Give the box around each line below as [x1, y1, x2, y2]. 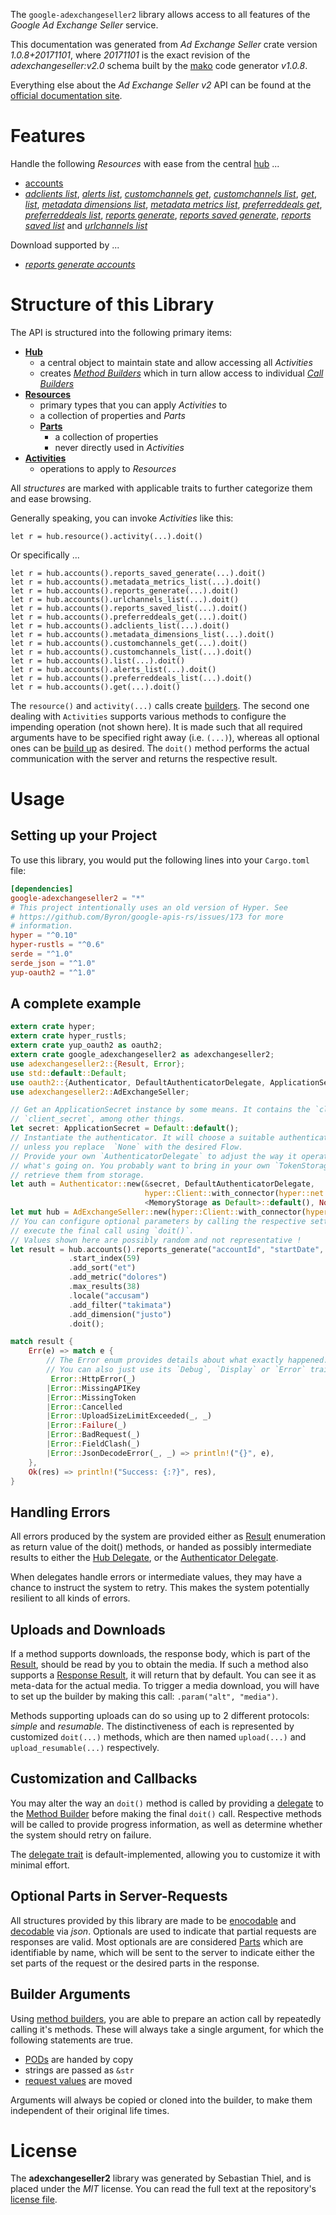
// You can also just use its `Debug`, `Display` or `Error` [46, 1365, 307, 1375]
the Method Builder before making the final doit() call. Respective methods [10, 1807, 322, 1819]
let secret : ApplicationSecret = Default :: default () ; [10, 1124, 240, 1134]
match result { [10, 1337, 74, 1347]
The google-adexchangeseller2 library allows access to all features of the [10, 9, 311, 20]
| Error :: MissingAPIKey [46, 1383, 141, 1393]
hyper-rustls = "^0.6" [10, 940, 105, 950]
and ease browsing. [10, 492, 92, 504]
